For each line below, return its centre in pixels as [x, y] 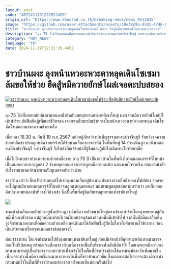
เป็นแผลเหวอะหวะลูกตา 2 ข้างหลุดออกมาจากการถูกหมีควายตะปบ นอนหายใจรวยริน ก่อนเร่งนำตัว [85, 164]
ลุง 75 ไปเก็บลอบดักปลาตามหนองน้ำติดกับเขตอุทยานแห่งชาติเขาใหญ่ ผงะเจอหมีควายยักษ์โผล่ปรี [84, 115]
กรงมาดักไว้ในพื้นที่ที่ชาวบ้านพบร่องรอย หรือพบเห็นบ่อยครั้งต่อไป [59, 262]
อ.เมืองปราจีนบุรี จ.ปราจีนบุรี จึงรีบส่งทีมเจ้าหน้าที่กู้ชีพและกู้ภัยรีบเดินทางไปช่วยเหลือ [74, 148]
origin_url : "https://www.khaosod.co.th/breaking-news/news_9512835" [81, 19]
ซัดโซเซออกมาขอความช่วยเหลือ [31, 126]
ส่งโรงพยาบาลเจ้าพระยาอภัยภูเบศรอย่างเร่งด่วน [44, 170]
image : [12, 24]
